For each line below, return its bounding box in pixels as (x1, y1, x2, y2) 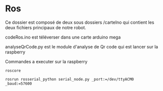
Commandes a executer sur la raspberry (5, 58, 88, 64)
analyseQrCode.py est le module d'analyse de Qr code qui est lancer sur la (5, 44, 159, 49)
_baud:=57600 (5, 81, 32, 86)
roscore (5, 68, 21, 73)
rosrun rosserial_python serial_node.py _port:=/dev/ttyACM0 (5, 77, 134, 82)
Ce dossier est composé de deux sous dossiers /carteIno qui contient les (5, 19, 155, 25)
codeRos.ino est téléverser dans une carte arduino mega (5, 34, 121, 40)
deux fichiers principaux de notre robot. (5, 24, 87, 30)
